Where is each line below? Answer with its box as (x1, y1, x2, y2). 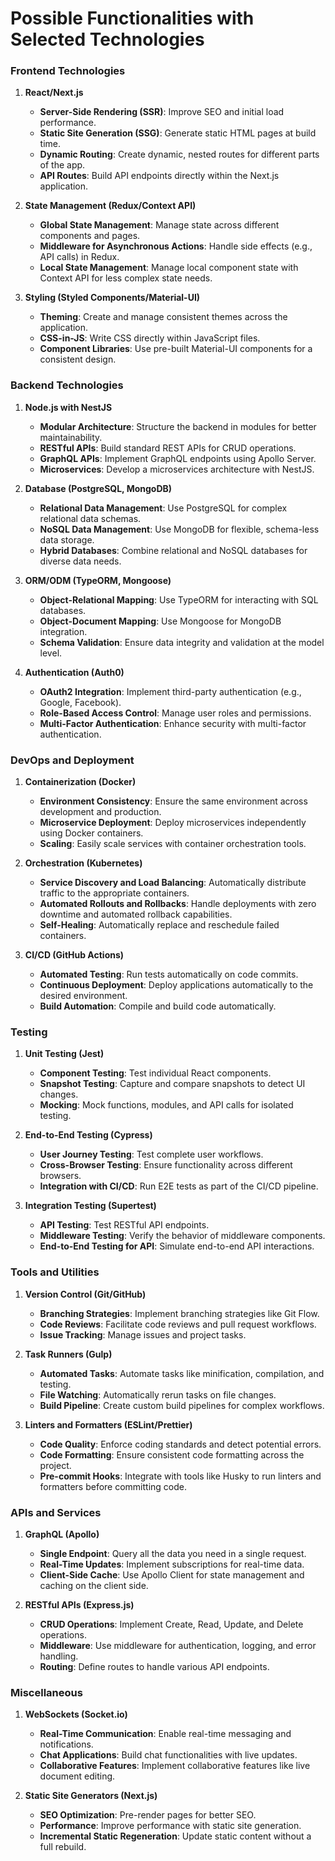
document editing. (39, 1770, 116, 1782)
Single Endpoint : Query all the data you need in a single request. (39, 1547, 307, 1559)
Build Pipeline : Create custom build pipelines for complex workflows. (39, 1399, 325, 1411)
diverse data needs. (39, 555, 122, 567)
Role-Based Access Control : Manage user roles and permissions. (39, 707, 312, 719)
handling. (39, 1650, 79, 1662)
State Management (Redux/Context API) (24, 200, 197, 212)
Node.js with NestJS (24, 401, 113, 413)
